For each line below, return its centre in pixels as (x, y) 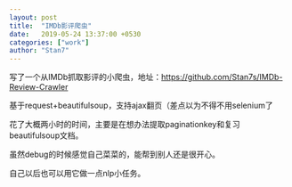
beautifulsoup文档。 (46, 135)
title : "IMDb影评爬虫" (50, 26)
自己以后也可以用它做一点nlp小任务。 (77, 174)
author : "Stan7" (39, 51)
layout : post (33, 17)
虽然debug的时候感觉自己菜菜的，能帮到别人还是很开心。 (115, 154)
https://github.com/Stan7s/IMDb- (222, 77)
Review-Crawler (39, 87)
